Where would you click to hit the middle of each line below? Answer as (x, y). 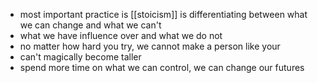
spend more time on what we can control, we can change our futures (162, 67)
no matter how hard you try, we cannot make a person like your (150, 46)
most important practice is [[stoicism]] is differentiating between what (163, 14)
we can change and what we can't (90, 25)
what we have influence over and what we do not (121, 35)
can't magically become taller (80, 57)
